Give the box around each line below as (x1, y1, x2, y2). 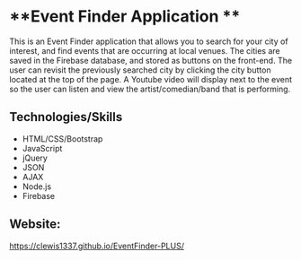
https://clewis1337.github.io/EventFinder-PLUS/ (9, 240, 184, 251)
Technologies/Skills (9, 109, 123, 125)
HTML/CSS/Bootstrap (22, 133, 103, 144)
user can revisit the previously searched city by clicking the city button (9, 65, 271, 75)
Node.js (22, 181, 52, 192)
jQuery (22, 152, 48, 163)
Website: (9, 217, 61, 232)
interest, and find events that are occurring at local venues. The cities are (9, 45, 280, 56)
